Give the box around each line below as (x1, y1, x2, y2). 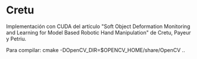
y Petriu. (6, 35, 26, 42)
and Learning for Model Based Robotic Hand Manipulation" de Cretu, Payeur (6, 29, 191, 36)
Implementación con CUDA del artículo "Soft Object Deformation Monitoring (6, 23, 191, 30)
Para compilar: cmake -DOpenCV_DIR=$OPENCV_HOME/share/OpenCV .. (6, 46, 185, 53)
